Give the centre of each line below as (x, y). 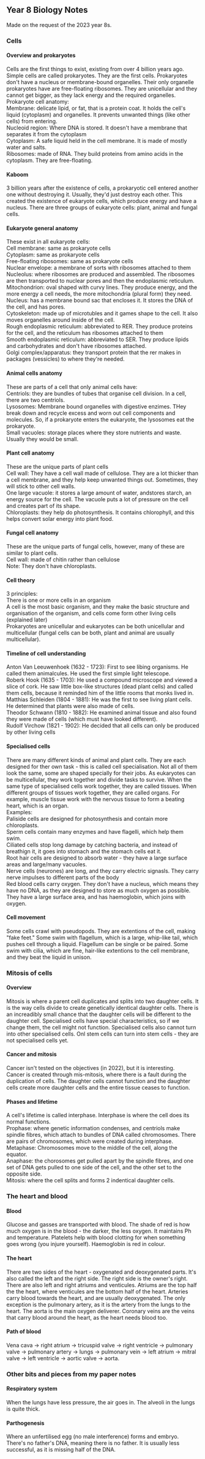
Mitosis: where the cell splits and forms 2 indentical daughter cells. (91, 1180)
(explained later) (27, 620)
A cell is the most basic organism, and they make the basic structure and (98, 607)
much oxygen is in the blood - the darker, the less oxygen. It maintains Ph (99, 1231)
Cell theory (21, 580)
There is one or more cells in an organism (59, 600)
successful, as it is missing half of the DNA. (61, 1450)
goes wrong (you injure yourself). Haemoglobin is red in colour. (86, 1244)
